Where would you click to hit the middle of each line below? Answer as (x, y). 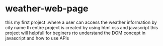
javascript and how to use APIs (37, 38)
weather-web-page (47, 9)
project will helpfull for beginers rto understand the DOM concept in (75, 33)
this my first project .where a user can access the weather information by (81, 22)
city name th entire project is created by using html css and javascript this (82, 27)
